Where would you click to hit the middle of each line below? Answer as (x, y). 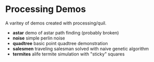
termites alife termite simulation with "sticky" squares (68, 54)
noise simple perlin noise (39, 38)
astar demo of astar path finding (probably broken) (66, 32)
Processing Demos (46, 9)
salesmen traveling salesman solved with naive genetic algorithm (81, 48)
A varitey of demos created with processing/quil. (56, 23)
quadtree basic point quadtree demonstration (60, 43)
